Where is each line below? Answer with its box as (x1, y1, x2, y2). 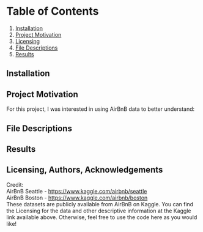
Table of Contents (6, 4, 99, 18)
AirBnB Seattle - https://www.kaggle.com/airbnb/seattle (6, 187, 147, 195)
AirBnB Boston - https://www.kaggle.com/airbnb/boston (6, 194, 148, 201)
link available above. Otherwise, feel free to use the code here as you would (6, 213, 197, 221)
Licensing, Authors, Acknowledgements (6, 165, 163, 175)
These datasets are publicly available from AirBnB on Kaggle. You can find (6, 200, 194, 208)
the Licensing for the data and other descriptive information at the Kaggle (6, 207, 191, 214)
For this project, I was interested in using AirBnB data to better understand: (6, 105, 195, 113)
